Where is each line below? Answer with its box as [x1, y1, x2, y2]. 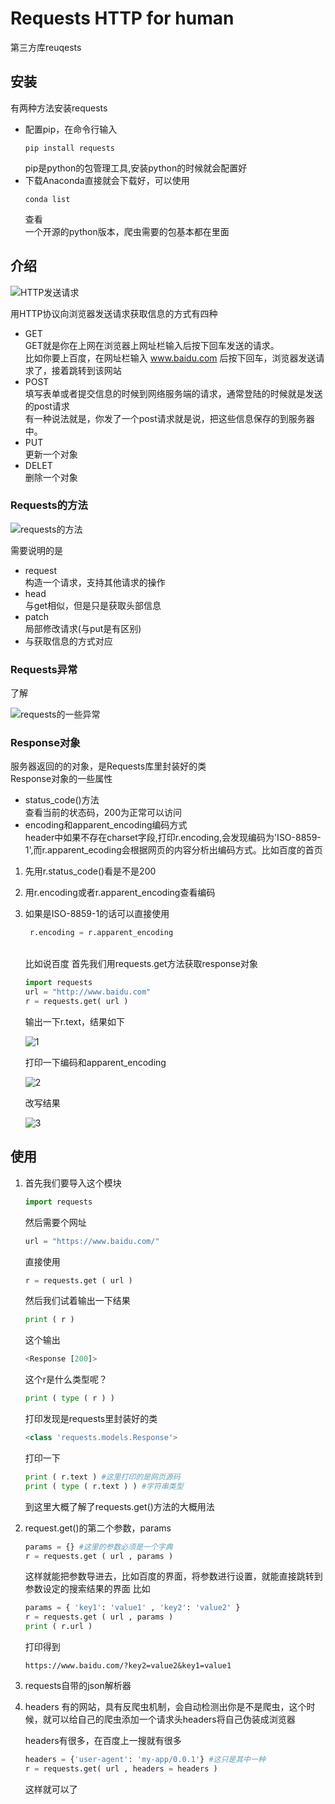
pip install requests [24, 143, 115, 153]
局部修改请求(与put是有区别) [24, 622, 142, 634]
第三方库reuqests [10, 41, 82, 53]
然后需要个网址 [24, 1216, 87, 1228]
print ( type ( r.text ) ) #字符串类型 [24, 1481, 184, 1491]
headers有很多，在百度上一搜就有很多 [24, 1735, 182, 1747]
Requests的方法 [10, 498, 88, 512]
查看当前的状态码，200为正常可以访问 [24, 807, 182, 819]
